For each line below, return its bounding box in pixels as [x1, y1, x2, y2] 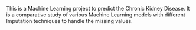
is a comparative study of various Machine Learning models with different [6, 11, 186, 18]
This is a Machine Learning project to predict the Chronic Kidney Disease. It [6, 5, 190, 12]
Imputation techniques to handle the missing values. [6, 18, 133, 24]
